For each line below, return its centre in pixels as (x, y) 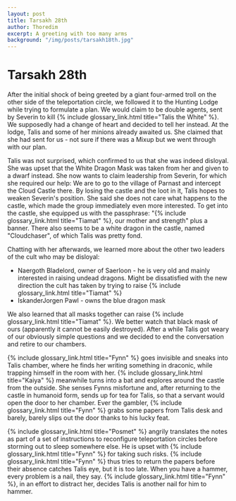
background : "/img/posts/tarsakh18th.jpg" (70, 40)
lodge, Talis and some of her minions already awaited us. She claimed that (115, 132)
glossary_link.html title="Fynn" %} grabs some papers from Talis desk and (115, 411)
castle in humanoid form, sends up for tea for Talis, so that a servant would (116, 395)
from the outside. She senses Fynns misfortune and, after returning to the (114, 388)
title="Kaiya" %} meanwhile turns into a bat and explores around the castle (116, 380)
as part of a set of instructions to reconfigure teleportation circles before (113, 439)
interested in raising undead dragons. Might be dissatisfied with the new (122, 278)
